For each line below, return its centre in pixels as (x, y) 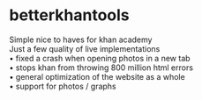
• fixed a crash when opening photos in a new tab (100, 58)
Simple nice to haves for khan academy (81, 39)
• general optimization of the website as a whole (97, 76)
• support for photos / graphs (63, 86)
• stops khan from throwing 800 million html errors (101, 68)
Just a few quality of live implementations (85, 48)
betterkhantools (69, 15)
